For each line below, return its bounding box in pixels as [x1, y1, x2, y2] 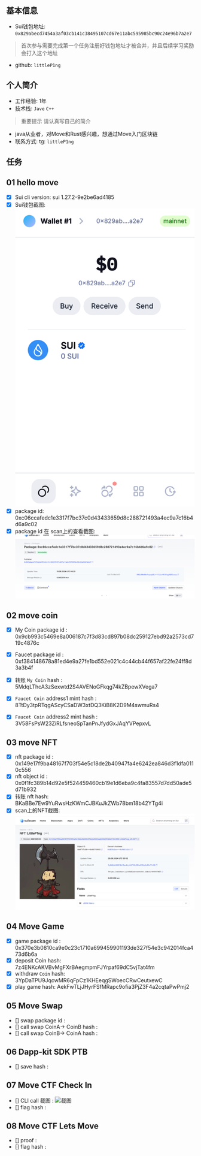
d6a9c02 [14, 520, 38, 527]
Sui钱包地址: [14, 23, 46, 30]
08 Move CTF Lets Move [6, 1121, 99, 1131]
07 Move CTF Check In [6, 1080, 93, 1091]
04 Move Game [6, 922, 65, 932]
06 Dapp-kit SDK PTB [6, 1047, 88, 1057]
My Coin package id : [14, 626, 68, 633]
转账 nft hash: [14, 793, 49, 800]
